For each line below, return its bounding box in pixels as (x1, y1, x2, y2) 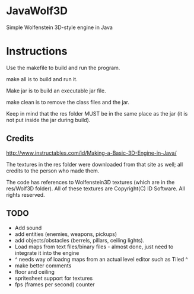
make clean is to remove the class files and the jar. (6, 98, 129, 106)
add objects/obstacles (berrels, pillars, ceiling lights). (14, 237, 145, 244)
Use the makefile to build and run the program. (6, 64, 120, 71)
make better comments (14, 262, 72, 269)
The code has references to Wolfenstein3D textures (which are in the (6, 178, 175, 186)
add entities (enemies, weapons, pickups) (14, 230, 117, 238)
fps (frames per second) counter (14, 280, 95, 288)
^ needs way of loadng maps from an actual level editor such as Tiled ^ (14, 255, 188, 263)
